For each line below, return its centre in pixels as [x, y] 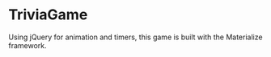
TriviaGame [48, 15]
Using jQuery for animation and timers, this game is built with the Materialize [135, 37]
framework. [28, 45]
